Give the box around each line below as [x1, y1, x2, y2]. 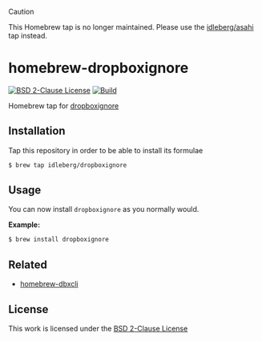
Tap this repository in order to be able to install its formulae [8, 145, 204, 155]
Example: [8, 220, 41, 229]
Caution [8, 7, 34, 16]
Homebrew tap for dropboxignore [8, 100, 119, 111]
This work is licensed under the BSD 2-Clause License [8, 323, 188, 333]
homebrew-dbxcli [19, 279, 79, 289]
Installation [8, 124, 66, 138]
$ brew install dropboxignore [8, 236, 110, 244]
